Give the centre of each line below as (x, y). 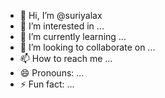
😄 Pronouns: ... (52, 73)
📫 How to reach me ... (66, 58)
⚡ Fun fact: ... (47, 84)
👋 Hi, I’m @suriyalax (61, 15)
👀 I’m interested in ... (62, 26)
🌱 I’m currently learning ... (73, 36)
